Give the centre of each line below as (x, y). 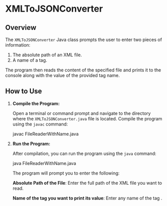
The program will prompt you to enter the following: (66, 173)
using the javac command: (40, 124)
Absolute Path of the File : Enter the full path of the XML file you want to (87, 183)
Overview (21, 28)
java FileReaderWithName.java (44, 163)
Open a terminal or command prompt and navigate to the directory (81, 113)
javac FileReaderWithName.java (46, 134)
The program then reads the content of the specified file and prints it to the (83, 70)
